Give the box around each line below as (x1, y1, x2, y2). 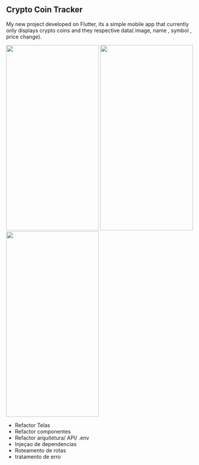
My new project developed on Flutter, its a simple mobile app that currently (6, 20, 190, 27)
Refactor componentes (14, 428, 71, 435)
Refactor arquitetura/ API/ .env (14, 434, 89, 441)
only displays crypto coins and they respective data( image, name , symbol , (6, 27, 192, 34)
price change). (6, 33, 42, 40)
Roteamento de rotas (14, 447, 66, 454)
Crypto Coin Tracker (6, 5, 83, 15)
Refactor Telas (14, 421, 50, 429)
